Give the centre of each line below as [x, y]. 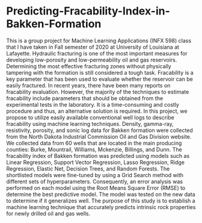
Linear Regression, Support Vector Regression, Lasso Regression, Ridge [96, 162]
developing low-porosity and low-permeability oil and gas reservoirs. [92, 60]
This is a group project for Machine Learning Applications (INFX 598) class [99, 40]
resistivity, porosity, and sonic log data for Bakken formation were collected [100, 130]
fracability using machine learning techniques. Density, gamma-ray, [90, 124]
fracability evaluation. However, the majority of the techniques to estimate [98, 92]
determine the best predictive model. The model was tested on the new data [101, 194]
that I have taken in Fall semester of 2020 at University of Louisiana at [93, 47]
